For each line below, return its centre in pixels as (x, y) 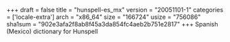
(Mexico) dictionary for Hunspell (52, 31)
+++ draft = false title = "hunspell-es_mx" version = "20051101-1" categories (115, 10)
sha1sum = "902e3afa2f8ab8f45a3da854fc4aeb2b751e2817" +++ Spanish (112, 24)
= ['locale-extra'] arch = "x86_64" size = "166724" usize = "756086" (104, 17)
